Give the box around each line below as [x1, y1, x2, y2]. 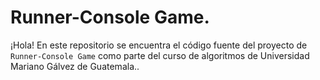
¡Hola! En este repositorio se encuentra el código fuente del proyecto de [10, 39, 308, 51]
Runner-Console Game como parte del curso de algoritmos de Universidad [10, 49, 310, 61]
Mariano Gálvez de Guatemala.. [10, 60, 140, 72]
